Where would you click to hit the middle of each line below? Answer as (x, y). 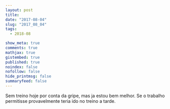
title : (12, 15)
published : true (23, 62)
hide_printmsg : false (28, 77)
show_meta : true (23, 43)
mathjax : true (20, 52)
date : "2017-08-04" (26, 19)
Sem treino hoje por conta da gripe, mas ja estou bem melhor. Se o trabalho (85, 96)
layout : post (19, 10)
